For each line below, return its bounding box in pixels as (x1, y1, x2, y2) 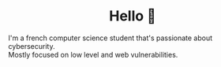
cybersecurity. (8, 41, 55, 50)
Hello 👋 (109, 7, 156, 25)
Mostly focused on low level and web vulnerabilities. (8, 50, 178, 59)
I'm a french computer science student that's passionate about (8, 33, 213, 43)
